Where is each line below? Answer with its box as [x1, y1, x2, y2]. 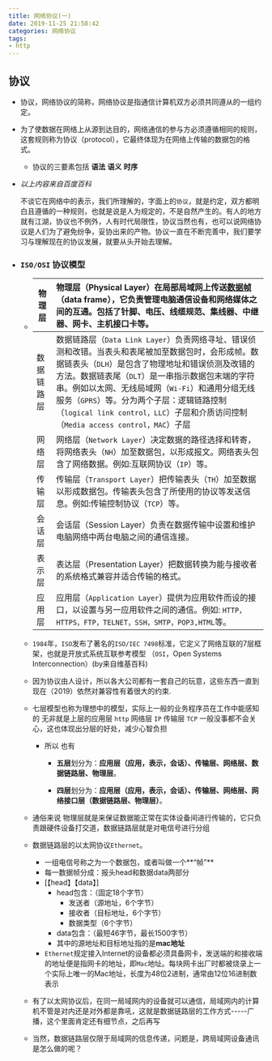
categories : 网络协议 [8, 27, 77, 35]
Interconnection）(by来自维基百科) [32, 659, 148, 669]
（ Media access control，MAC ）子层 [56, 419, 192, 430]
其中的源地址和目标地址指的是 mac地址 [56, 939, 185, 948]
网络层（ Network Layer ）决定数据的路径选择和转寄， [56, 434, 257, 445]
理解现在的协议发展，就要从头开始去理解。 [34, 236, 176, 246]
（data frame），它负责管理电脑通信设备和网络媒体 [56, 294, 249, 305]
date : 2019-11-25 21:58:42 [8, 19, 100, 28]
